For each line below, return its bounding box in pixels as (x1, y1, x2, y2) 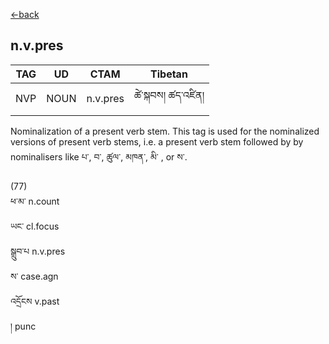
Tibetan (150, 67, 188, 81)
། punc (10, 320, 37, 332)
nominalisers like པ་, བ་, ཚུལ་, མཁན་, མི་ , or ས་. (10, 150, 188, 163)
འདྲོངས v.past (10, 295, 60, 307)
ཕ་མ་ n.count (10, 195, 60, 207)
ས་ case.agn (10, 270, 59, 282)
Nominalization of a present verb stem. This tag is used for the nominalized (10, 125, 320, 137)
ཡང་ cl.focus (10, 220, 60, 232)
